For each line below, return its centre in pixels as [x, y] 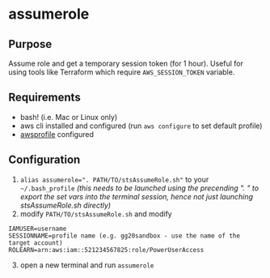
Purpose [30, 44]
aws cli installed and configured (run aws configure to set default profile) [141, 126]
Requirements [44, 98]
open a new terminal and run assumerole [87, 265]
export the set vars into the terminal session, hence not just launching [136, 196]
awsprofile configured [57, 134]
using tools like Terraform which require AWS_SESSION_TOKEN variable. [122, 72]
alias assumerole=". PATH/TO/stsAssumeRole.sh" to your [114, 179]
